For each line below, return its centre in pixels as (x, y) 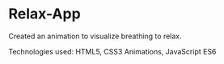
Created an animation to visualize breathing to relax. (95, 36)
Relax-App (44, 14)
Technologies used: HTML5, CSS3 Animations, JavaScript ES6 (112, 51)
